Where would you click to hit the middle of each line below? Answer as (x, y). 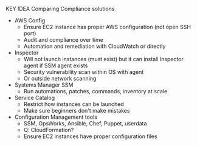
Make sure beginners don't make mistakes (77, 111)
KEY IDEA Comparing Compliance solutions (60, 9)
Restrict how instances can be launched (74, 104)
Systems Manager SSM (44, 85)
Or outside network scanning (60, 78)
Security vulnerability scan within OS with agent (84, 72)
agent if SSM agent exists (56, 65)
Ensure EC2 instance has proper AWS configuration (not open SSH (107, 27)
